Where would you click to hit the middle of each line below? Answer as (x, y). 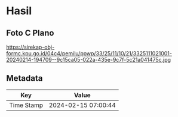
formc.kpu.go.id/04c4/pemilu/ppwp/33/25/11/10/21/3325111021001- (89, 53)
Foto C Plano (30, 33)
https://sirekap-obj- (30, 47)
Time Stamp (26, 105)
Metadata (24, 78)
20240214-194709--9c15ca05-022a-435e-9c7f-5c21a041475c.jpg (89, 60)
